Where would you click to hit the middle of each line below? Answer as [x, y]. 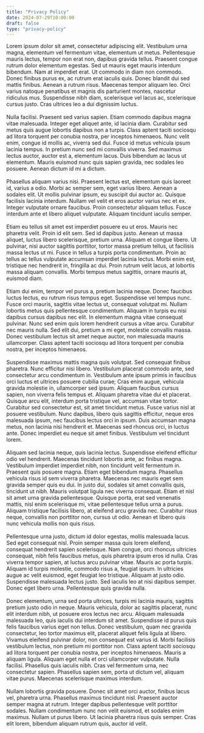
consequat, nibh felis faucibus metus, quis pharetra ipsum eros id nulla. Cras [102, 556]
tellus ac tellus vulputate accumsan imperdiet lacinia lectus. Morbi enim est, [101, 259]
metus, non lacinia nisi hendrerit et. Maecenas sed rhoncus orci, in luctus [98, 427]
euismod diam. [25, 278]
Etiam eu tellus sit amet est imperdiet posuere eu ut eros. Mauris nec [92, 227]
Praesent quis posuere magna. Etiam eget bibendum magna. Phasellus [95, 472]
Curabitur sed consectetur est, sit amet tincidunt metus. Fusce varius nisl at [101, 407]
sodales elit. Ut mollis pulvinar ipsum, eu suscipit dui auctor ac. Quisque [96, 194]
